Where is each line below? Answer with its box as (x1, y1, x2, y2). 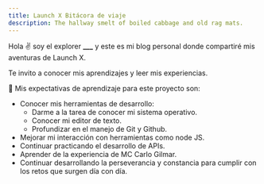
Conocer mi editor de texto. (31, 116, 122, 125)
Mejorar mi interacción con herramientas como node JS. (19, 132, 205, 142)
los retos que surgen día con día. (19, 166, 128, 175)
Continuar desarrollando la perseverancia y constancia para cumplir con (19, 158, 257, 167)
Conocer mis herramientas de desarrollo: (19, 98, 155, 108)
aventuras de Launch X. (8, 52, 86, 62)
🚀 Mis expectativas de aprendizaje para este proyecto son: (8, 83, 200, 93)
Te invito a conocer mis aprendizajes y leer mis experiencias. (8, 68, 208, 78)
